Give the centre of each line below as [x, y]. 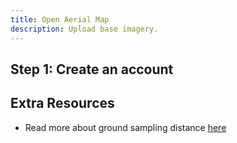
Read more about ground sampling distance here [125, 127]
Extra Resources [62, 103]
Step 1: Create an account [92, 69]
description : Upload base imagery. [84, 29]
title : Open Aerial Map [60, 19]
